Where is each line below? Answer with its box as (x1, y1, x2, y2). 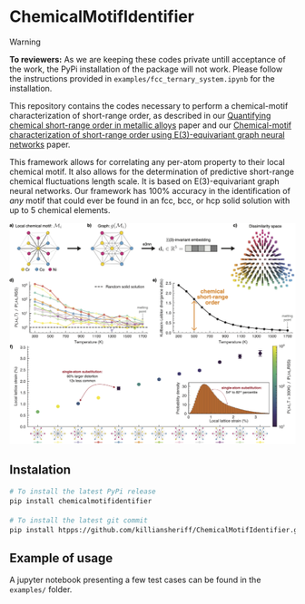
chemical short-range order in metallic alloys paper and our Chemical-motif (9, 120, 292, 131)
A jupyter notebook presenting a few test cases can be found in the (9, 574, 261, 586)
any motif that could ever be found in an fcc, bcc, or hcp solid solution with (9, 195, 290, 206)
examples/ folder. (9, 584, 73, 595)
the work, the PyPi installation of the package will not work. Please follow (9, 63, 283, 74)
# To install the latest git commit (9, 515, 148, 525)
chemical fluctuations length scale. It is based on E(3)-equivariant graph (9, 175, 280, 187)
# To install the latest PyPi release (9, 487, 156, 496)
